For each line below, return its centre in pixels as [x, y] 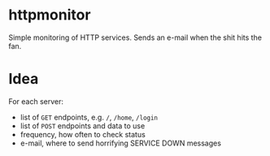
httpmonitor [50, 15]
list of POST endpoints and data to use [83, 126]
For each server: [36, 101]
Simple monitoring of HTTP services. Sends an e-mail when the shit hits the [135, 37]
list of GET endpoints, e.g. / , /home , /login [89, 117]
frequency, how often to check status [83, 134]
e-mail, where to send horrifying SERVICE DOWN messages [121, 143]
